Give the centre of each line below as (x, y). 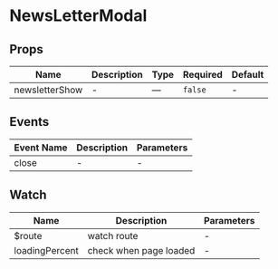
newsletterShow (48, 90)
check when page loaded (141, 250)
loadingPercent (46, 250)
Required (203, 75)
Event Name (41, 148)
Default (248, 75)
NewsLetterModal (78, 16)
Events (29, 122)
